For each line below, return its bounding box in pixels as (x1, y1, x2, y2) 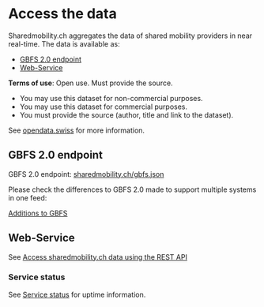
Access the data (8, 5, 117, 23)
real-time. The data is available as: (8, 39, 120, 48)
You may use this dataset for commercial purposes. (19, 102, 188, 111)
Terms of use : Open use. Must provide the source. (8, 78, 173, 88)
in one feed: (8, 193, 47, 202)
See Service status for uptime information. (8, 290, 146, 299)
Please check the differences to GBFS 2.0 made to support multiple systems (8, 185, 257, 194)
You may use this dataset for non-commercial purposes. (19, 93, 203, 103)
